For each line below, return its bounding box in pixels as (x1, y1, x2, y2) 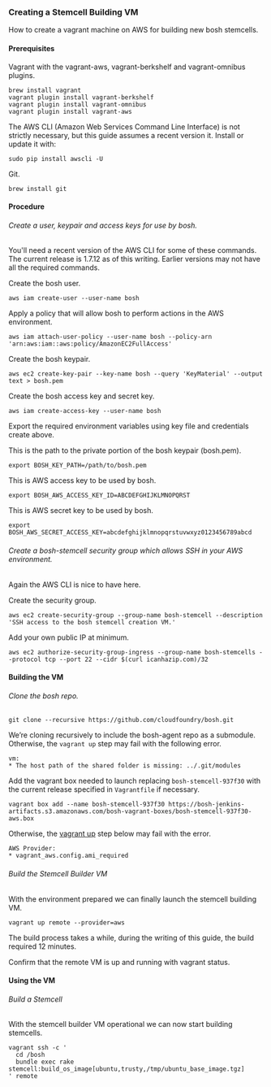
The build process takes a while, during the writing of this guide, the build (8, 933, 254, 942)
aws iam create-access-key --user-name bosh (8, 407, 161, 415)
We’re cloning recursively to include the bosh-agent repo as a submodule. (8, 730, 256, 740)
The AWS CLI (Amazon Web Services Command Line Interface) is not (8, 121, 241, 132)
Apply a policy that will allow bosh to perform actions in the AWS (8, 308, 225, 319)
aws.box (8, 815, 35, 823)
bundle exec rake (15, 1058, 75, 1067)
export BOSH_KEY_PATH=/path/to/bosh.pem (8, 462, 148, 470)
